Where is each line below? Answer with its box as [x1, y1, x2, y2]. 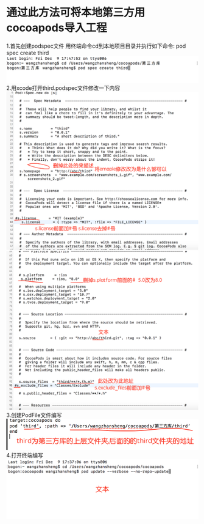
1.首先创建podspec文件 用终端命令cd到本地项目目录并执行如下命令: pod [6, 42, 186, 50]
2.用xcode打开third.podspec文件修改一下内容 [6, 84, 121, 92]
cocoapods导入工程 [6, 21, 107, 35]
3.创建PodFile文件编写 [6, 411, 62, 419]
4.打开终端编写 [6, 452, 44, 459]
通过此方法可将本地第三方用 [6, 6, 146, 20]
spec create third [6, 49, 49, 56]
